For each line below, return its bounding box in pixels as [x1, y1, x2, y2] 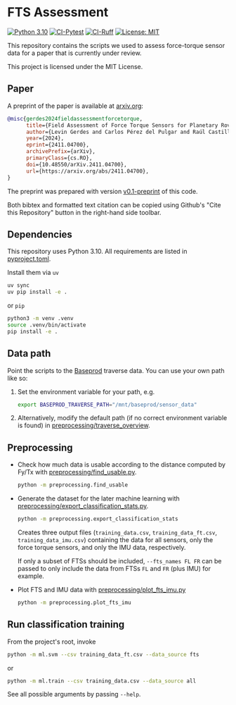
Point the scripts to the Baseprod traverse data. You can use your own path [7, 366, 225, 374]
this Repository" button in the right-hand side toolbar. [7, 208, 162, 216]
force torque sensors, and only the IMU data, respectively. [17, 543, 186, 551]
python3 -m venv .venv [7, 315, 74, 322]
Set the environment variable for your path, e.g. [17, 387, 155, 396]
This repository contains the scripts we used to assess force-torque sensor [7, 41, 225, 49]
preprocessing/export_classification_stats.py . [17, 502, 149, 510]
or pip [7, 301, 25, 310]
